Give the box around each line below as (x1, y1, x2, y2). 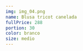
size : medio (5, 36, 35, 42)
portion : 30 (5, 25, 35, 31)
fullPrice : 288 (5, 19, 43, 25)
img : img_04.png (5, 8, 45, 15)
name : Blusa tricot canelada (5, 14, 77, 20)
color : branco (5, 30, 41, 36)
